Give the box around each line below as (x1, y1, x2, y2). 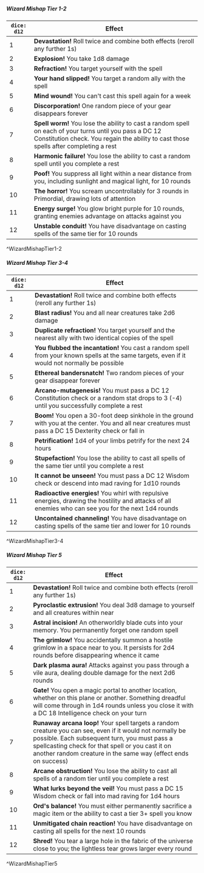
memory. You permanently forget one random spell (33, 626, 178, 634)
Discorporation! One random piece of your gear (33, 101, 172, 110)
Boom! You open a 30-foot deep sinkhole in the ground (34, 411, 194, 419)
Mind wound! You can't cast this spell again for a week (33, 91, 191, 100)
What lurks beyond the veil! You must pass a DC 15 (33, 784, 183, 793)
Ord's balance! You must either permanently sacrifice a (33, 801, 192, 810)
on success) (33, 757, 69, 765)
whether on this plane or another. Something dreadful (33, 693, 186, 702)
